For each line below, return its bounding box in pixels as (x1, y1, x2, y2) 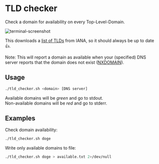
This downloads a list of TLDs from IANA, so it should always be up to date (5, 37, 154, 44)
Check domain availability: (5, 127, 58, 133)
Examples (5, 114, 35, 122)
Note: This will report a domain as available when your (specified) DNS (5, 54, 146, 60)
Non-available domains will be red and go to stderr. (5, 100, 108, 106)
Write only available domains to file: (5, 145, 76, 151)
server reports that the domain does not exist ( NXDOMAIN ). (5, 59, 125, 65)
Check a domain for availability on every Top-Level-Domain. (5, 19, 125, 25)
